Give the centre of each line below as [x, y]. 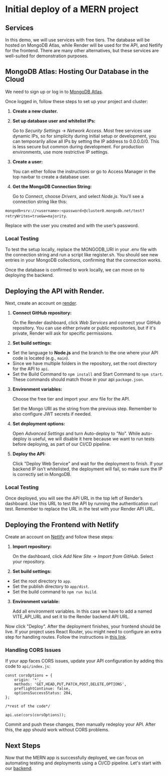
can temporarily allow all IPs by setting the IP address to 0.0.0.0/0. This [86, 141]
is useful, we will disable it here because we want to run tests [91, 439]
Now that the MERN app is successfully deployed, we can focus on [74, 758]
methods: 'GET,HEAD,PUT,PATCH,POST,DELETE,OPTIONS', [70, 685]
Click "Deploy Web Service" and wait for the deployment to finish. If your [88, 463]
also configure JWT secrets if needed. [52, 414]
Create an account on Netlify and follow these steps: [59, 537]
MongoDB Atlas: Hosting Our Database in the [77, 72]
